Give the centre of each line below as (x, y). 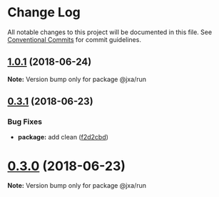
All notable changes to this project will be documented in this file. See (110, 32)
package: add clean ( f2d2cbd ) (63, 137)
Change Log (44, 12)
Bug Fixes (25, 122)
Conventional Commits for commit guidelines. (74, 39)
